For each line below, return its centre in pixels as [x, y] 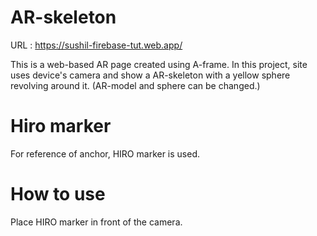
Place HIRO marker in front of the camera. [96, 222]
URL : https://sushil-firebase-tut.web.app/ [96, 45]
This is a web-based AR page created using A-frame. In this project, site [159, 64]
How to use [58, 194]
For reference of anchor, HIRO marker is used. [105, 153]
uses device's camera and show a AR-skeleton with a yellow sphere [150, 75]
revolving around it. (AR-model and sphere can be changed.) [135, 85]
